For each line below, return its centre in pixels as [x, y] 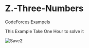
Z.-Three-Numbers [44, 8]
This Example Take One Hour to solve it [44, 31]
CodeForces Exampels [27, 22]
